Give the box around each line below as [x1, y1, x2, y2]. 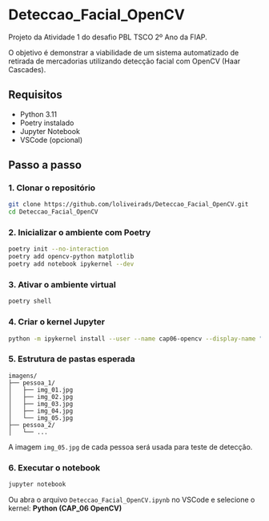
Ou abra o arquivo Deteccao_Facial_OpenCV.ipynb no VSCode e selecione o [8, 495, 255, 504]
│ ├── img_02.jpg [8, 393, 74, 401]
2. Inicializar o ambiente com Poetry [8, 227, 151, 238]
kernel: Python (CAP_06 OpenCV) [8, 503, 122, 513]
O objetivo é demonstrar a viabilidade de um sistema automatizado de [8, 47, 239, 57]
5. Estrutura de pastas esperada [8, 353, 135, 364]
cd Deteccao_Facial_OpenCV [8, 208, 98, 216]
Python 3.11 [19, 109, 58, 119]
